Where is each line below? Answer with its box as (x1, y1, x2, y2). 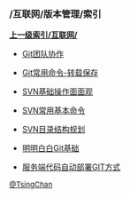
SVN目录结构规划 (21, 124, 86, 135)
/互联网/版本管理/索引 (9, 7, 102, 20)
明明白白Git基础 (21, 143, 80, 154)
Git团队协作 (21, 49, 65, 59)
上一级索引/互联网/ (9, 29, 78, 41)
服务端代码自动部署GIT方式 (21, 162, 121, 172)
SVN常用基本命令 (21, 105, 86, 116)
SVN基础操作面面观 (21, 86, 93, 97)
